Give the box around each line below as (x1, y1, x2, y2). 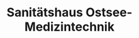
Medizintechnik (24, 19, 115, 35)
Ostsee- (85, 5, 133, 20)
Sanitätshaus (6, 5, 83, 20)
